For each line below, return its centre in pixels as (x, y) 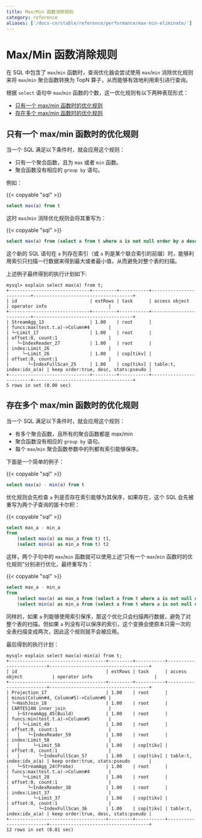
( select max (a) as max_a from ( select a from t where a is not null (105, 598)
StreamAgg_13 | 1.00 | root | (82, 322)
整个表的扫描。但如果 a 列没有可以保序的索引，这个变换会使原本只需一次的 (99, 624)
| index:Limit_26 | (59, 348)
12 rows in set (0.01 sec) (40, 830)
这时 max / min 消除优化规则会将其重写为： (56, 218)
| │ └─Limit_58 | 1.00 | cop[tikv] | (87, 745)
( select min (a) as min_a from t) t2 (63, 545)
